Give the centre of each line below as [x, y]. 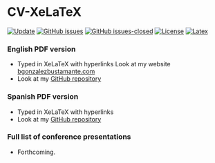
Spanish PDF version [43, 97]
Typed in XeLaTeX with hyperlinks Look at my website [94, 64]
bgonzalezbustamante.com [56, 71]
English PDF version [41, 49]
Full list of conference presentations [69, 137]
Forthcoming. [36, 152]
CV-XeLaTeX [44, 12]
